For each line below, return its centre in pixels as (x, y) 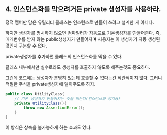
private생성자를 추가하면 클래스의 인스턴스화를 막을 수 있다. (64, 56)
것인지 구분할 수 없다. (26, 46)
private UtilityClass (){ (41, 103)
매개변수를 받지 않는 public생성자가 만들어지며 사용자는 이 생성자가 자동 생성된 (83, 39)
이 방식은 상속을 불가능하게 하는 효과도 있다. (49, 127)
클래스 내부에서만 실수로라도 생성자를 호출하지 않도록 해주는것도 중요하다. (78, 67)
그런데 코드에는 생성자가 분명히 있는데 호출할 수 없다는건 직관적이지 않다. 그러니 (84, 78)
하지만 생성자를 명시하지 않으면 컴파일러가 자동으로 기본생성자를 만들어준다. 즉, (83, 33)
